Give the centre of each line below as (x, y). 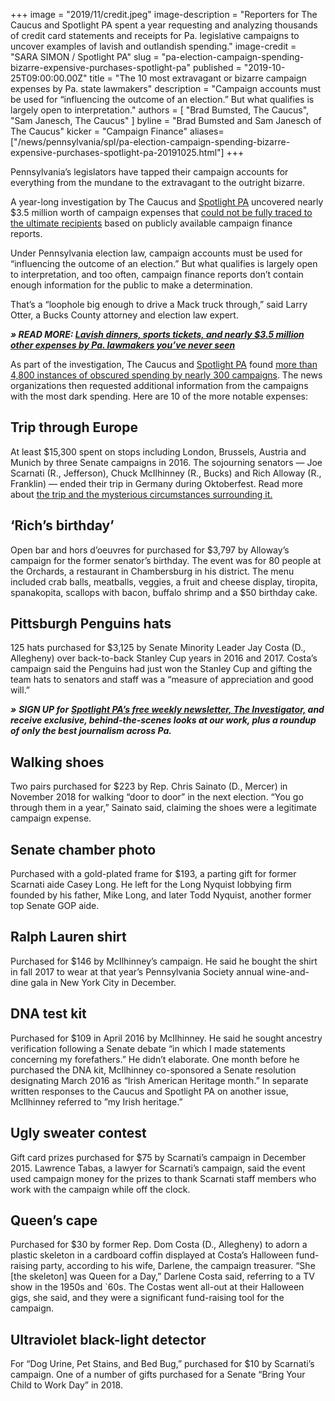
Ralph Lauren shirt (68, 937)
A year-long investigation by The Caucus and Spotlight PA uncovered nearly (167, 202)
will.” (20, 690)
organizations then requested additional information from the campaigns (159, 385)
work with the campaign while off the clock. (100, 1189)
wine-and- (288, 971)
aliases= (207, 131)
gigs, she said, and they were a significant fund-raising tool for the (147, 1298)
